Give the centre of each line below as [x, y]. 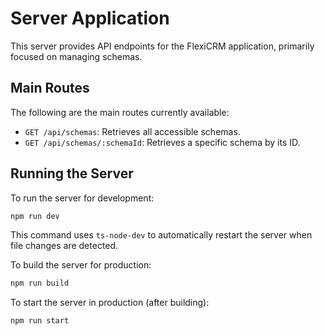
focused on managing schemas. [76, 56]
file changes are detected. [64, 246]
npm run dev [35, 216]
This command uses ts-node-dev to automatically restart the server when [161, 235]
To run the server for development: [82, 198]
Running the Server [72, 173]
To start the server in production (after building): [110, 303]
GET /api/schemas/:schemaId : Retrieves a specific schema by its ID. [162, 142]
